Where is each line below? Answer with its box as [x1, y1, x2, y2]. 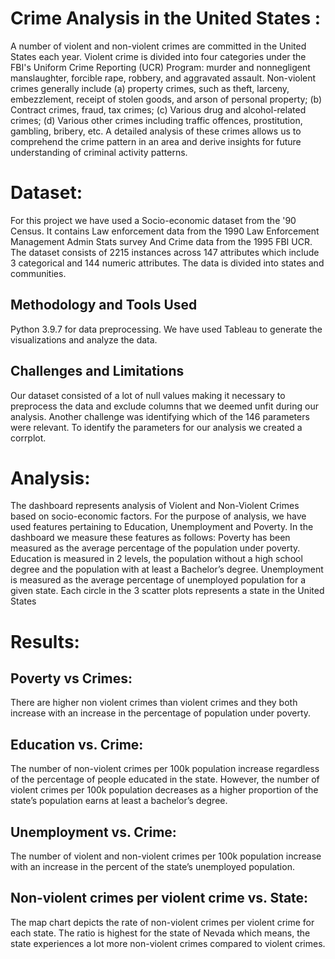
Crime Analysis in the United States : [10, 7, 322, 30]
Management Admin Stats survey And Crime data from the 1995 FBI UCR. [10, 235, 313, 247]
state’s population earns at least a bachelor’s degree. [10, 795, 228, 807]
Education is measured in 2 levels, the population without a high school [10, 553, 303, 565]
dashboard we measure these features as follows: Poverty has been [10, 532, 291, 544]
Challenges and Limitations [10, 363, 185, 380]
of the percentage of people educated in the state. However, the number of [10, 773, 320, 786]
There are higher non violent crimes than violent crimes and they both [10, 697, 298, 709]
